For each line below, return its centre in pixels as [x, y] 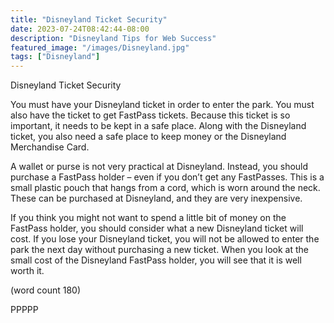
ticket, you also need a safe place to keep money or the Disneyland [148, 137]
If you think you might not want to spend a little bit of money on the [148, 218]
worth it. [27, 271]
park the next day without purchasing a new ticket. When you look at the [159, 250]
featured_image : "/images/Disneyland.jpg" [100, 47]
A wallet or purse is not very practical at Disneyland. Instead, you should [159, 167]
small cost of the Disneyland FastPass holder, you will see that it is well [156, 260]
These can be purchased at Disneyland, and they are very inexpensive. [156, 198]
